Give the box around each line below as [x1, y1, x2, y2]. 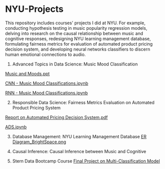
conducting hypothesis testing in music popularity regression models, [5, 25, 148, 31]
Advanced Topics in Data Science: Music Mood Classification [12, 61, 138, 67]
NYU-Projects [5, 3, 63, 15]
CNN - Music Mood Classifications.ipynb [5, 80, 88, 86]
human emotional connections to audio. [5, 51, 86, 57]
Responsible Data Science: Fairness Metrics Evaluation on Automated [12, 99, 155, 105]
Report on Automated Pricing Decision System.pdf [5, 114, 108, 120]
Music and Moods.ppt [5, 70, 50, 76]
